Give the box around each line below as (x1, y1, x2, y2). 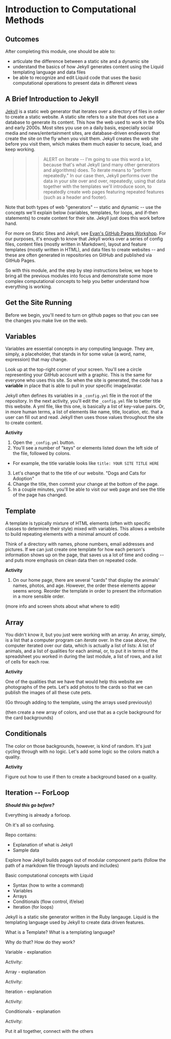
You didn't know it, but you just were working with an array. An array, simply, (5, 632, 166, 638)
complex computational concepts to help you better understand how (5, 278, 150, 284)
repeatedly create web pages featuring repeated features (43, 188, 164, 195)
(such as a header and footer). (43, 194, 107, 200)
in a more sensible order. (12, 594, 65, 600)
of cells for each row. (5, 659, 50, 665)
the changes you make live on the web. (5, 317, 88, 323)
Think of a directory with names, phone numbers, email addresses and (5, 541, 154, 547)
